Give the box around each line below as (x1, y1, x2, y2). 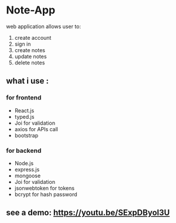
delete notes (14, 59, 45, 66)
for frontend (6, 94, 42, 102)
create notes (14, 46, 46, 53)
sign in (14, 40, 31, 47)
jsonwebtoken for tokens (14, 184, 75, 191)
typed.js (14, 113, 35, 120)
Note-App (6, 4, 56, 17)
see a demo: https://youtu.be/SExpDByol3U (6, 208, 170, 218)
